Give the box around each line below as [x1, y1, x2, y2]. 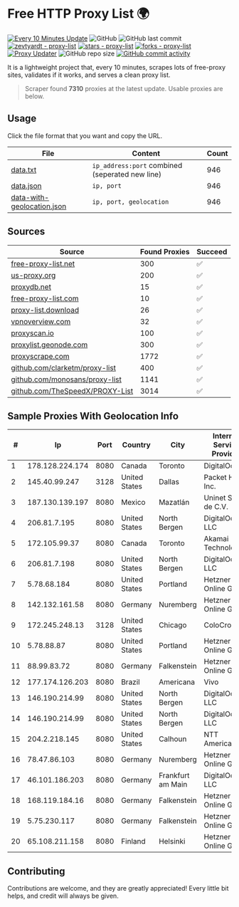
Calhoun [159, 734, 187, 744]
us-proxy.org [11, 270, 56, 280]
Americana [159, 677, 196, 687]
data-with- [11, 192, 50, 202]
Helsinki [159, 837, 186, 846]
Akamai [203, 534, 229, 544]
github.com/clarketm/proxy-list [11, 362, 116, 372]
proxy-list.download [11, 305, 80, 315]
